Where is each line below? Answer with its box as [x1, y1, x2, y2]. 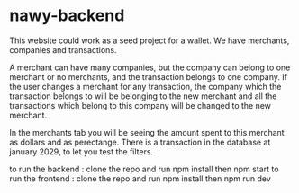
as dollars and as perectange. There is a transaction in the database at [9, 136, 271, 147]
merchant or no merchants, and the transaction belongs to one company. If [9, 71, 288, 82]
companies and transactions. [9, 44, 117, 55]
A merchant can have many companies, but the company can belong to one [9, 62, 291, 73]
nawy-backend [9, 5, 125, 26]
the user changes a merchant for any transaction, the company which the [9, 81, 282, 92]
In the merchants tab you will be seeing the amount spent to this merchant [9, 127, 285, 137]
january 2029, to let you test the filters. [9, 145, 154, 157]
